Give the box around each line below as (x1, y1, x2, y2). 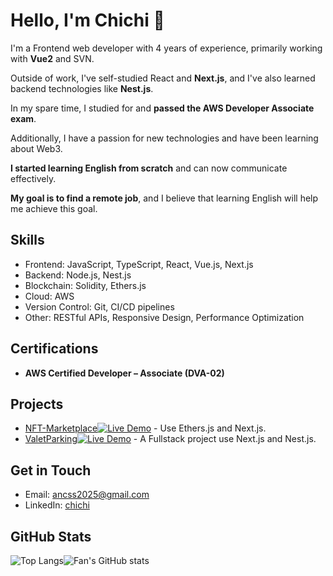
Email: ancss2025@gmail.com (24, 489, 150, 501)
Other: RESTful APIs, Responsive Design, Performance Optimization (24, 311, 305, 323)
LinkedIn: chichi (24, 499, 90, 511)
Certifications (10, 340, 99, 358)
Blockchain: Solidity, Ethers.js (24, 279, 147, 291)
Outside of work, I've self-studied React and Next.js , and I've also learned (10, 72, 316, 84)
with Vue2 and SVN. (10, 52, 95, 64)
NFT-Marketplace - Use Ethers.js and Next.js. (24, 422, 267, 434)
